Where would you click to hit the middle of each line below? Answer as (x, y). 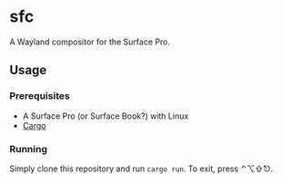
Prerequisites (40, 96)
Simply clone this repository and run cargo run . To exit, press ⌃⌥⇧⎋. (141, 169)
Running (29, 149)
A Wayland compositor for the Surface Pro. (90, 42)
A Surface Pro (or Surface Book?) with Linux (106, 116)
